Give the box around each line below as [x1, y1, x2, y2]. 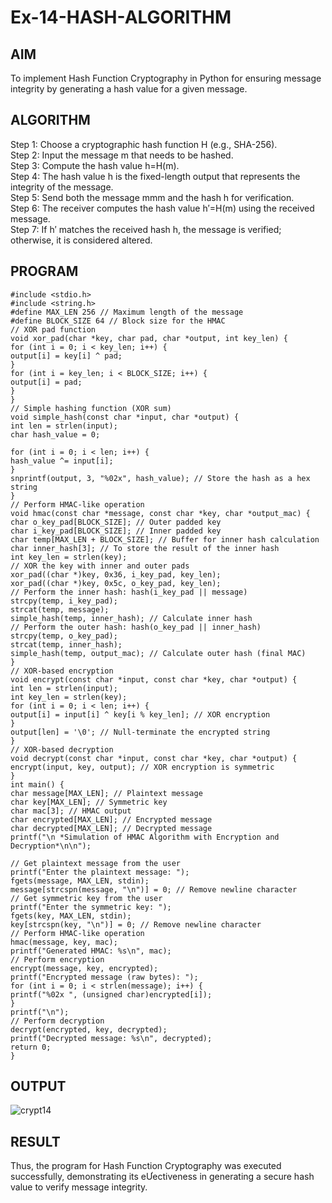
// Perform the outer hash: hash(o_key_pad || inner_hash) [10, 622, 262, 632]
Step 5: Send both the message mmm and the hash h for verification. [10, 191, 295, 203]
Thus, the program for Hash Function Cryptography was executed [10, 1160, 282, 1172]
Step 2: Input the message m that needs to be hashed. [10, 149, 234, 161]
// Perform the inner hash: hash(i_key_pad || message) [10, 587, 248, 597]
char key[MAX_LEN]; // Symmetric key [10, 797, 168, 807]
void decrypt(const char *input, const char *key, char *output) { [10, 753, 298, 763]
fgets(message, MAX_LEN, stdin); [10, 876, 150, 886]
